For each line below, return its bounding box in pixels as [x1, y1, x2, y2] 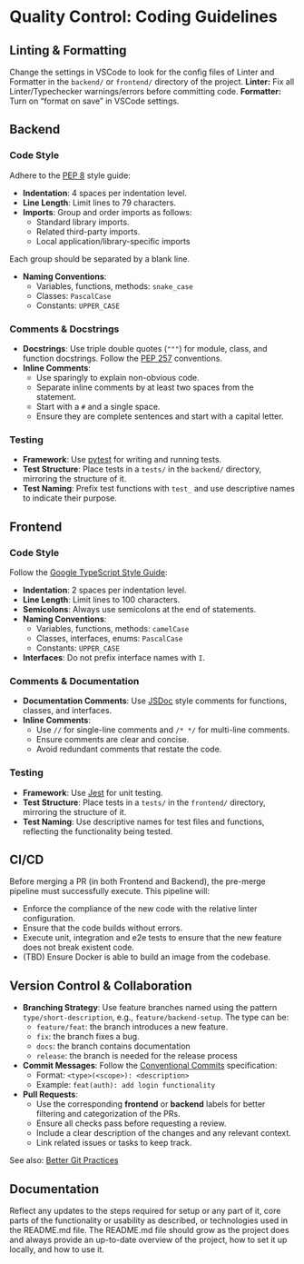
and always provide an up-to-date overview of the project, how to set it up [9, 1234, 288, 1245]
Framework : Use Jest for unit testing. [22, 787, 163, 798]
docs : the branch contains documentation [35, 1040, 191, 1051]
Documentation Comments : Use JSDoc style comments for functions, [22, 695, 288, 706]
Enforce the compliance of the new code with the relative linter [22, 903, 258, 914]
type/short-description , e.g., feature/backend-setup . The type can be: [22, 1011, 289, 1023]
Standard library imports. [35, 216, 130, 227]
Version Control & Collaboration [9, 978, 192, 993]
